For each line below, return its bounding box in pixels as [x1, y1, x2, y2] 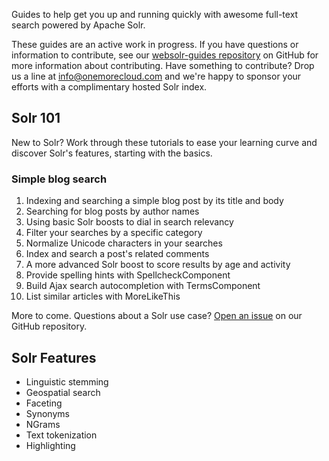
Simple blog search [11, 172, 108, 186]
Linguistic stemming [25, 375, 109, 388]
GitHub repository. [11, 320, 88, 333]
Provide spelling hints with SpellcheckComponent [25, 269, 231, 281]
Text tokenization [25, 429, 98, 441]
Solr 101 [11, 110, 61, 127]
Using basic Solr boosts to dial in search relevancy [25, 216, 234, 228]
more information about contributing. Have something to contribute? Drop [11, 60, 315, 71]
